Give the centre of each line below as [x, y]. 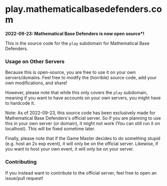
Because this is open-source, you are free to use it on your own [71, 72]
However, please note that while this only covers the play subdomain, [77, 93]
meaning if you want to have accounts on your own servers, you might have [83, 98]
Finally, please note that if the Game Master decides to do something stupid [83, 139]
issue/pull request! [24, 178]
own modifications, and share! [36, 83]
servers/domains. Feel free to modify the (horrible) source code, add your [81, 78]
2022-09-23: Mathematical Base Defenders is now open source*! [75, 33]
